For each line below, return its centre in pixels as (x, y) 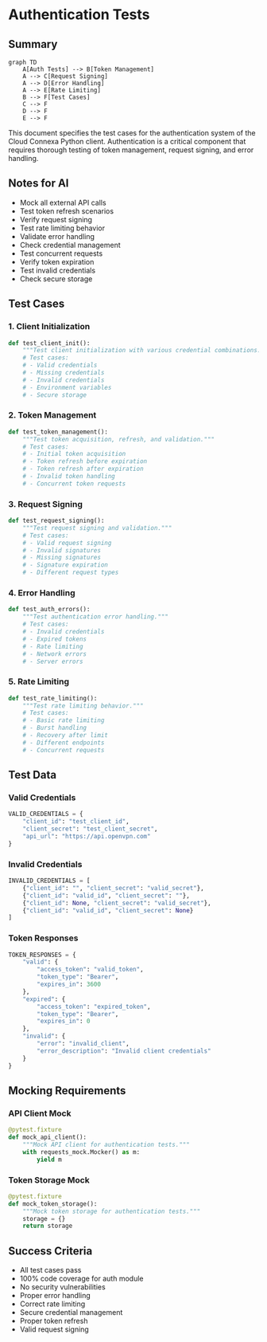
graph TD (23, 62)
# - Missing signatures (62, 558)
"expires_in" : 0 (64, 1022)
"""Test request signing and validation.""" (97, 528)
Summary (33, 44)
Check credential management (70, 245)
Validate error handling (57, 236)
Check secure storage (56, 279)
